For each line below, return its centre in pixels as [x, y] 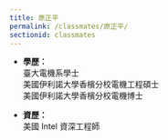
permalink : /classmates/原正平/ [69, 26]
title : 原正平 [34, 18]
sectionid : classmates [52, 35]
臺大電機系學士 [51, 73]
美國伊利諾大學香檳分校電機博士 [83, 95]
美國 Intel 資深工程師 [61, 126]
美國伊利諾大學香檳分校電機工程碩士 [91, 85]
